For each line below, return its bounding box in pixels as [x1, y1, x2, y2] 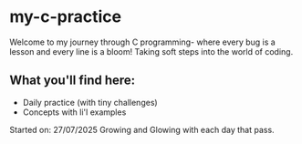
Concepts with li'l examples [22, 107, 127, 118]
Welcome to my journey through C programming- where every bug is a [9, 36, 276, 47]
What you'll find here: [9, 73, 136, 88]
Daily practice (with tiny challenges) [22, 97, 158, 108]
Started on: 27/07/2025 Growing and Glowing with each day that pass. [9, 124, 276, 135]
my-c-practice [9, 6, 121, 27]
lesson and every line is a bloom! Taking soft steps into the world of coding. [9, 46, 294, 57]
